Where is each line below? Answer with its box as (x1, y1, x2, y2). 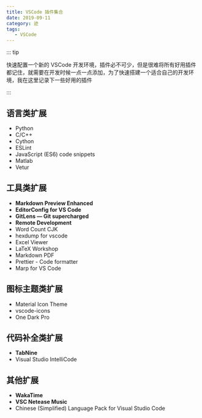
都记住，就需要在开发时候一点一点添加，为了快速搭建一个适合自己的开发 (6, 69, 189, 77)
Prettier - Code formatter (15, 258, 78, 265)
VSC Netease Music (15, 398, 67, 406)
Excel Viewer (15, 238, 48, 245)
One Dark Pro (15, 313, 50, 321)
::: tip (6, 48, 20, 56)
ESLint (15, 144, 32, 151)
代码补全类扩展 (6, 332, 63, 343)
